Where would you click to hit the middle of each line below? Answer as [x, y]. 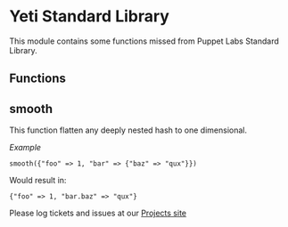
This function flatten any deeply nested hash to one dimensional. [128, 130]
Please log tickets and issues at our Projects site [98, 213]
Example [25, 148]
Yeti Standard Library [89, 16]
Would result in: [38, 181]
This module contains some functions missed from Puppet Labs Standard [144, 41]
